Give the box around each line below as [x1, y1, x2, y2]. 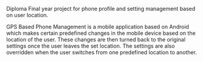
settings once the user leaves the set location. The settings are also [6, 42, 175, 49]
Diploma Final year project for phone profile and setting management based [6, 5, 196, 12]
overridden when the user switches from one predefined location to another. [6, 49, 197, 56]
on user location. [6, 11, 48, 19]
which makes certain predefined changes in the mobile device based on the [6, 29, 196, 37]
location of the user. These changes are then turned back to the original [6, 36, 186, 43]
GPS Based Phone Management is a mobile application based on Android [6, 23, 190, 30]
